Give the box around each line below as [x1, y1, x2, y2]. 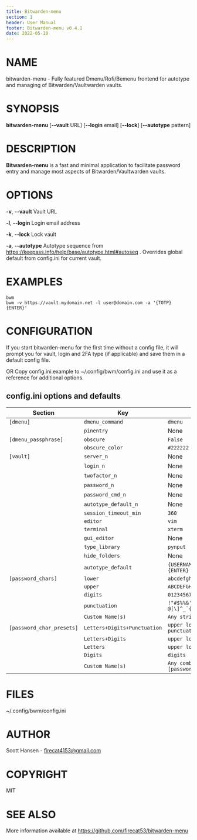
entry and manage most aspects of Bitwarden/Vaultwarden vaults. [6, 168, 166, 175]
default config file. [6, 356, 50, 364]
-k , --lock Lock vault [6, 231, 57, 238]
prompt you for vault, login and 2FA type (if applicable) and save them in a [6, 350, 185, 357]
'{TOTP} [152, 299, 172, 306]
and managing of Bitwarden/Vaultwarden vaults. [6, 82, 123, 89]
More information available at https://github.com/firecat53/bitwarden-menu [6, 827, 189, 834]
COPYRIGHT [6, 768, 68, 781]
